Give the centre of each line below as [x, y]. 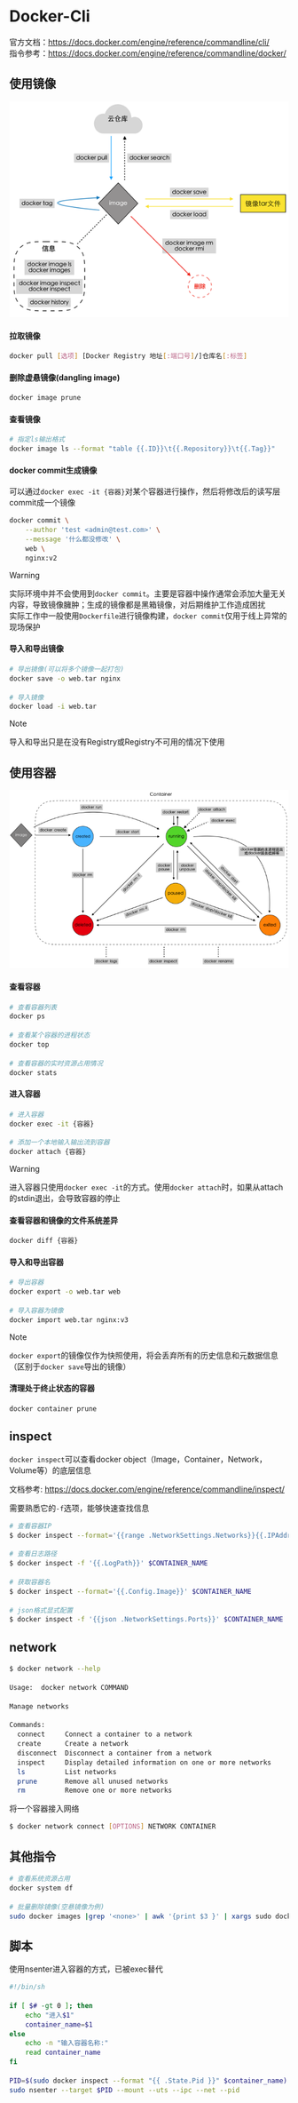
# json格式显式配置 [41, 1610]
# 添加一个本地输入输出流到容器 [59, 1143]
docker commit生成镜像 [53, 470]
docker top [29, 1045]
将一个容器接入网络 [44, 1809]
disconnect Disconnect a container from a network [115, 1753]
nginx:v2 [41, 558]
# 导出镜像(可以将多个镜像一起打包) [67, 669]
